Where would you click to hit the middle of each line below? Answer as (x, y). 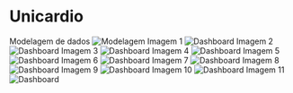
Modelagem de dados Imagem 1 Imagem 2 (142, 41)
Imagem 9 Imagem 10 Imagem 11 (173, 70)
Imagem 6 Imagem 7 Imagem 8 (171, 60)
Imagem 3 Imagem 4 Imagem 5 (171, 50)
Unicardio (46, 17)
